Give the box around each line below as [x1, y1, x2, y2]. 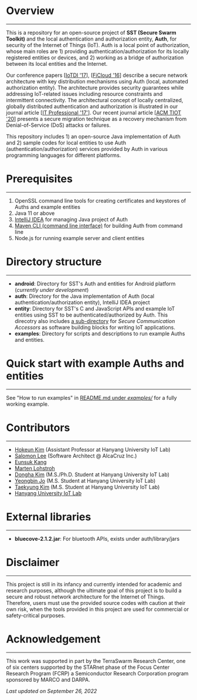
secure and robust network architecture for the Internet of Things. [6, 593, 165, 600]
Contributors [6, 421, 70, 434]
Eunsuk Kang [14, 458, 47, 465]
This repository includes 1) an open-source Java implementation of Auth [6, 133, 181, 140]
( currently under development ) [14, 286, 89, 293]
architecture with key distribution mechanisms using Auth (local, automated [6, 78, 189, 85]
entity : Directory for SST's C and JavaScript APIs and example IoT [14, 305, 175, 312]
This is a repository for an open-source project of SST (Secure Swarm [6, 29, 177, 36]
